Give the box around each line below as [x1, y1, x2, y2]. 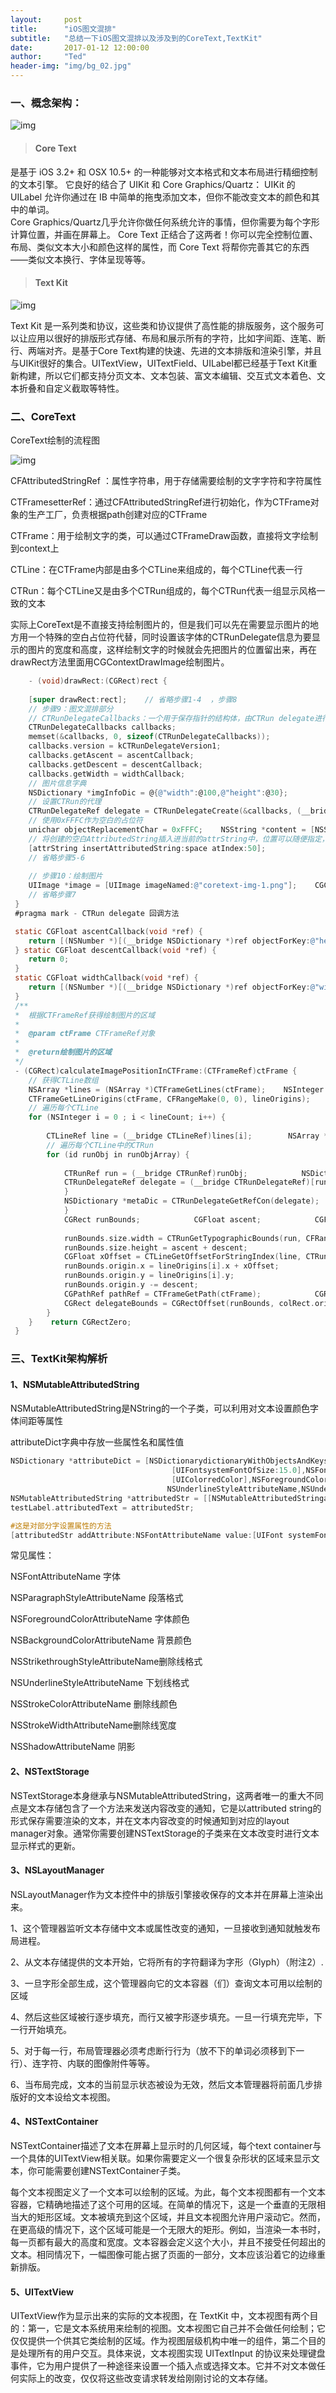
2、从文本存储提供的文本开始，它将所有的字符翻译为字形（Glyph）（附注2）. [10, 1956, 324, 1968]
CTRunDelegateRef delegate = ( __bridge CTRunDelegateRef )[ [63, 1177, 315, 1188]
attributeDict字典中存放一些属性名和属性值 [10, 1436, 185, 1448]
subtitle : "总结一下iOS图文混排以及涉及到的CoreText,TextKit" [10, 33, 263, 43]
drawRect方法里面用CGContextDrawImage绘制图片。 [10, 656, 230, 668]
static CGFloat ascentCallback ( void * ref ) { [14, 926, 203, 936]
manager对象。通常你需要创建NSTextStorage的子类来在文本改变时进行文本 [10, 1827, 320, 1839]
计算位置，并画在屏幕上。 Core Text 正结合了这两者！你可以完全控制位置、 [10, 228, 318, 240]
